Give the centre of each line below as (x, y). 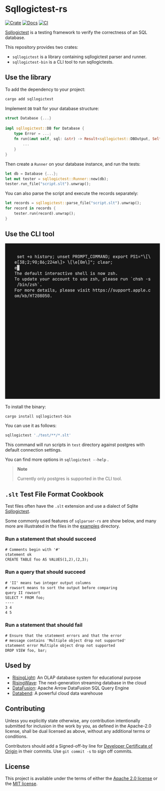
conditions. (16, 736)
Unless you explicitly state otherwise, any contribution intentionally (73, 720)
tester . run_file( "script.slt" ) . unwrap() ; (48, 184)
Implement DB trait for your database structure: (52, 108)
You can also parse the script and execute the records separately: (72, 193)
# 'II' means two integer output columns (48, 583)
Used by (18, 665)
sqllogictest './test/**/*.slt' (38, 435)
